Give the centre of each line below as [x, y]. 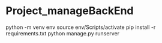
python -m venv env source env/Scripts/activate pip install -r [81, 27]
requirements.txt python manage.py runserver [63, 33]
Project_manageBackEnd [70, 11]
